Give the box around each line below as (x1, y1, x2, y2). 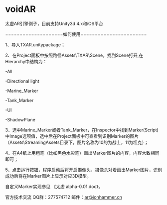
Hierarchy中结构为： (5, 58, 47, 64)
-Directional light (5, 78, 40, 84)
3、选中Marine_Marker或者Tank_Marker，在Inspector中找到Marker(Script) (5, 127, 159, 133)
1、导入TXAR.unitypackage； (5, 41, 66, 48)
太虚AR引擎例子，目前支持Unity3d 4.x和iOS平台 (5, 20, 103, 26)
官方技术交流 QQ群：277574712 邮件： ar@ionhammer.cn (5, 194, 122, 200)
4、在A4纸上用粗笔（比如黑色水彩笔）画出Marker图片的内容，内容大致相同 (5, 150, 160, 156)
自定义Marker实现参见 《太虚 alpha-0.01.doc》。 (5, 183, 103, 190)
